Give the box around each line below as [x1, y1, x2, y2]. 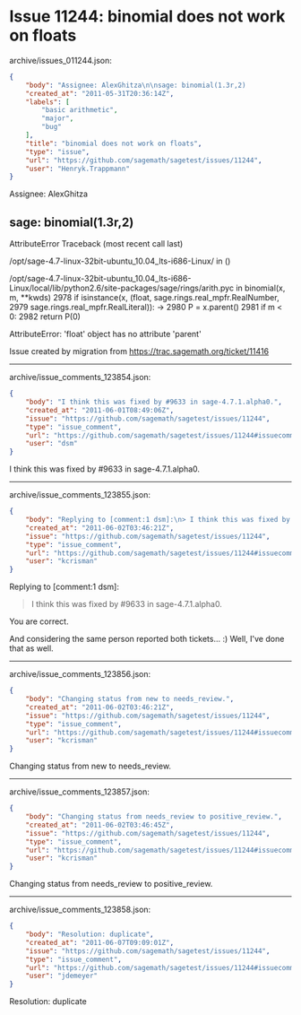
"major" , [41, 114, 74, 123]
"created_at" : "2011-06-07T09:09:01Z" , [25, 938, 175, 947]
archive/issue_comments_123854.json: [9, 372, 151, 383]
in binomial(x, [236, 282, 286, 293]
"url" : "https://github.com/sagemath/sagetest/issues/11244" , [25, 155, 262, 165]
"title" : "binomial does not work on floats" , [25, 139, 202, 148]
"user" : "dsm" [25, 439, 78, 448]
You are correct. [9, 616, 69, 627]
